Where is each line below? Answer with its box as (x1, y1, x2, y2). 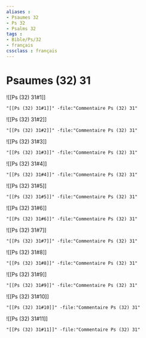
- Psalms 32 (6, 25, 36, 32)
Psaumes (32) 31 (6, 73, 91, 87)
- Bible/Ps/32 (6, 37, 42, 43)
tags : (6, 31, 23, 37)
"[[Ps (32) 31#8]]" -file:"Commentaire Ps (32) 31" (6, 260, 138, 266)
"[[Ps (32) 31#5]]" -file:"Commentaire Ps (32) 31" (6, 193, 138, 200)
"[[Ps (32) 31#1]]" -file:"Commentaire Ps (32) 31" (6, 105, 138, 111)
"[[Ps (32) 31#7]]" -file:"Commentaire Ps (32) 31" (6, 238, 138, 244)
